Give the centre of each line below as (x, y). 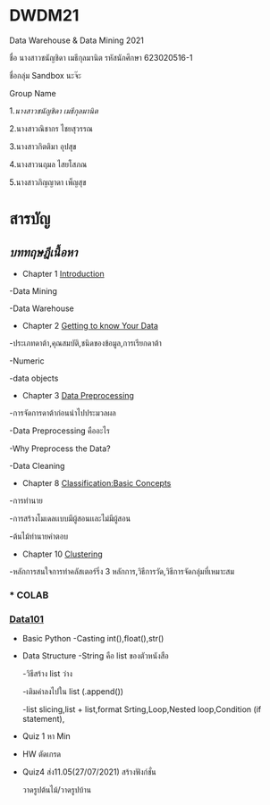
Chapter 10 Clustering (62, 554)
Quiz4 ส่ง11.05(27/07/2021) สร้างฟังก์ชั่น (89, 772)
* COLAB (29, 595)
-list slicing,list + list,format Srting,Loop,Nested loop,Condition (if (142, 709)
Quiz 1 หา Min (46, 736)
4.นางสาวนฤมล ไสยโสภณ (48, 164)
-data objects (34, 378)
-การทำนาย (26, 500)
